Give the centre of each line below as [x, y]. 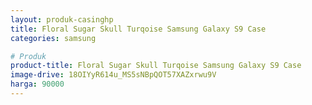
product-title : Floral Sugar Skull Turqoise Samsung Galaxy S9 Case [156, 66]
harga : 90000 [37, 84]
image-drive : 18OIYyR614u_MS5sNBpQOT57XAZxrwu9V [113, 75]
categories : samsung [53, 38]
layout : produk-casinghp [62, 19]
